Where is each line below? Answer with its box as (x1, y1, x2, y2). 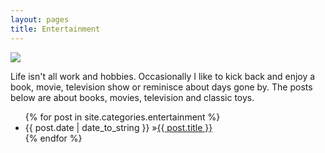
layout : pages (10, 14, 70, 25)
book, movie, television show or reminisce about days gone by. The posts (10, 81, 313, 93)
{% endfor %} (24, 132, 83, 144)
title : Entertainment (10, 24, 101, 34)
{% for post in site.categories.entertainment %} (24, 111, 221, 123)
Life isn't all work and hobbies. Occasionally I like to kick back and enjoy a (10, 70, 316, 82)
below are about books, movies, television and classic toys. (10, 91, 255, 103)
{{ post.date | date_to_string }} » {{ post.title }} (24, 121, 213, 133)
